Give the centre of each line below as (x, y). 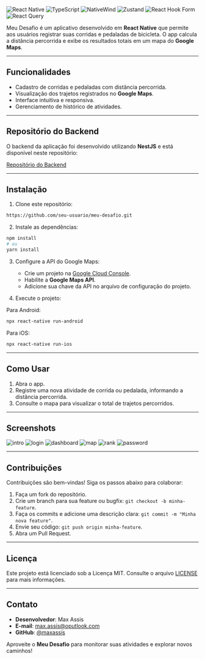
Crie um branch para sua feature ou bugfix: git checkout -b (91, 501)
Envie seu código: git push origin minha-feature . (79, 527)
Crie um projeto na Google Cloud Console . (77, 273)
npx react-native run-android (45, 321)
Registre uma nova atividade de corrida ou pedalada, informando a (99, 390)
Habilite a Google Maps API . (60, 280)
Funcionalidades (39, 73)
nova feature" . (34, 521)
